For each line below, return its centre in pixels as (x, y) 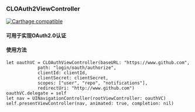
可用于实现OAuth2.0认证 (36, 35)
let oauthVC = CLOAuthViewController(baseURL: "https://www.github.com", (98, 63)
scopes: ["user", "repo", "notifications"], (93, 83)
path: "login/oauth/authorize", (77, 68)
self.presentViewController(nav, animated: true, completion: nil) (90, 104)
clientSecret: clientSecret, (73, 78)
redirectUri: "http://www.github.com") (86, 88)
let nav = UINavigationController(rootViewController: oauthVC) (86, 99)
